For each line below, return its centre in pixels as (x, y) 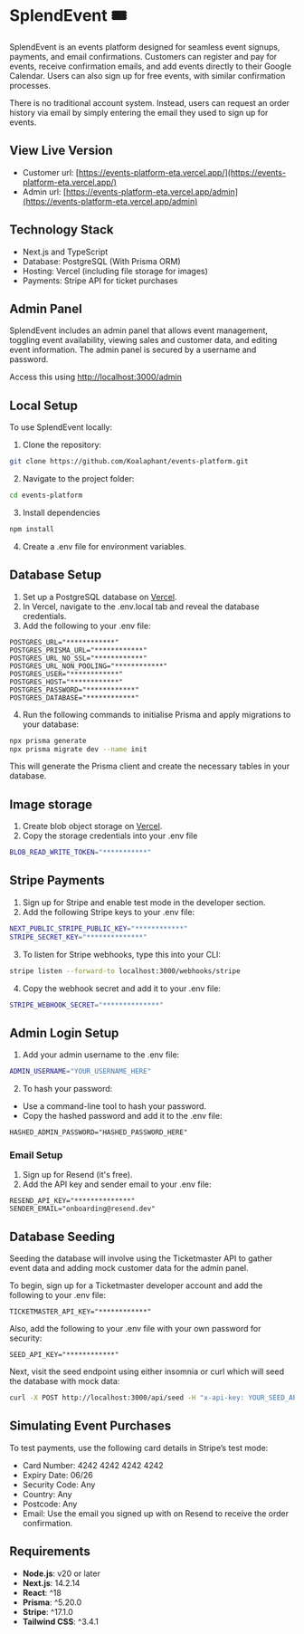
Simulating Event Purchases (90, 1426)
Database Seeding (62, 1236)
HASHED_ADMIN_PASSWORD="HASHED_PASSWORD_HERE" (99, 1132)
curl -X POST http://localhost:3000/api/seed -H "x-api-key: (127, 1398)
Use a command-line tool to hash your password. (114, 1106)
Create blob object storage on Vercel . (92, 827)
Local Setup (44, 405)
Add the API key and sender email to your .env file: (117, 1184)
